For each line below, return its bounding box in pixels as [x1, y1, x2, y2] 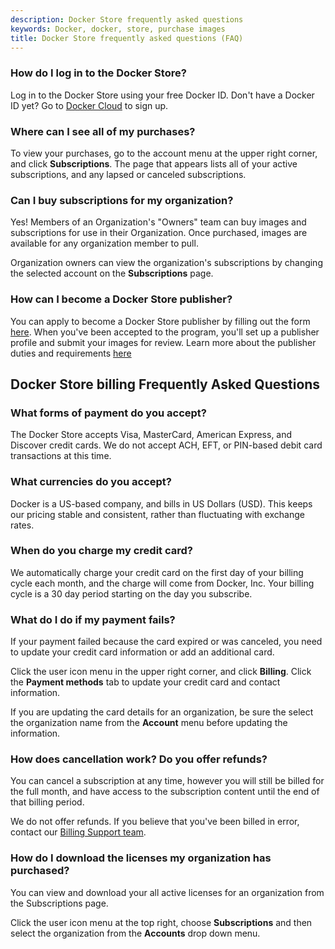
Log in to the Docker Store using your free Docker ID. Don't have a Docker [10, 89, 315, 101]
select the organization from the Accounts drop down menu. [10, 927, 261, 939]
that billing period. [10, 796, 85, 808]
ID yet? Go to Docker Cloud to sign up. [10, 99, 169, 111]
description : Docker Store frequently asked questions [10, 14, 244, 25]
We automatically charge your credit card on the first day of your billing [10, 566, 304, 578]
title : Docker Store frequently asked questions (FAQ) [10, 33, 244, 43]
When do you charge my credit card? [10, 544, 193, 558]
